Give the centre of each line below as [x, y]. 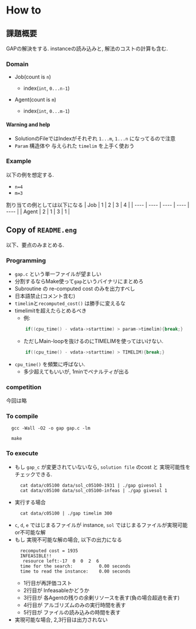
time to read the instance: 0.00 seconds [75, 571]
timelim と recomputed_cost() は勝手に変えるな [70, 303]
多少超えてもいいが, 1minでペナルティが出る [76, 371]
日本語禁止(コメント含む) [45, 296]
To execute [22, 453]
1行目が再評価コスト [48, 583]
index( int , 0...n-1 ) [47, 88]
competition [24, 387]
